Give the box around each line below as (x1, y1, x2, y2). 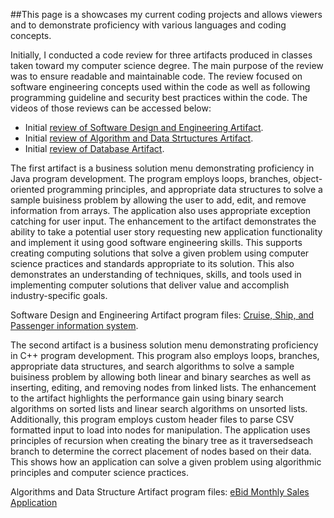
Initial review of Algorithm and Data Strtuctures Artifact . (24, 132, 254, 144)
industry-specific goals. (10, 290, 108, 301)
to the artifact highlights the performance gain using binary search (10, 392, 284, 404)
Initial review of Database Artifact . (24, 143, 165, 154)
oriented (10, 184, 45, 195)
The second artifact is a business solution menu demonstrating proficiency (10, 339, 319, 351)
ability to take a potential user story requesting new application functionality (10, 226, 323, 238)
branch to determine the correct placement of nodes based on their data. (10, 445, 312, 457)
